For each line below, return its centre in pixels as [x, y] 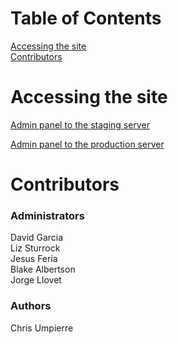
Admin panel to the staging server [80, 124]
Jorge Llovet [36, 280]
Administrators [47, 215]
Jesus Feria [34, 259]
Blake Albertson [43, 269]
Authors [31, 306]
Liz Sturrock [35, 248]
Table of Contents [86, 18]
